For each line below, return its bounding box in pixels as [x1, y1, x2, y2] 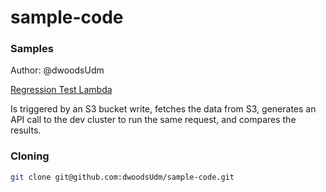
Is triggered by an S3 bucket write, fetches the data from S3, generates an [10, 103, 317, 115]
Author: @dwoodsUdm [10, 64, 105, 76]
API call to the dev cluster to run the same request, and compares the [10, 114, 297, 126]
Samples [10, 42, 54, 56]
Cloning [10, 149, 50, 163]
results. [10, 124, 42, 136]
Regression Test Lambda [10, 84, 113, 96]
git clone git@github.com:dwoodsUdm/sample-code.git [10, 172, 235, 182]
